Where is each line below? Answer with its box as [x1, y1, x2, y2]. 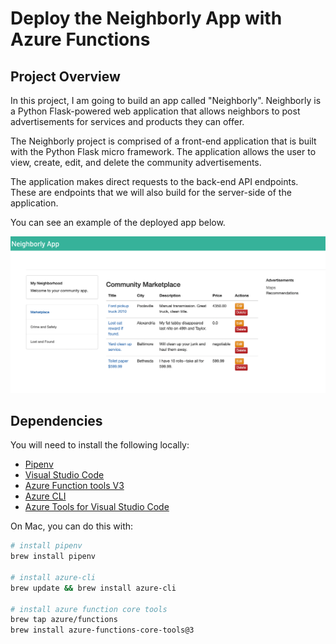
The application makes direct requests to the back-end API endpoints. [10, 176, 299, 187]
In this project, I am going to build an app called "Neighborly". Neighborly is [10, 95, 322, 106]
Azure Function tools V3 [24, 480, 125, 492]
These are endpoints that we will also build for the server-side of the [10, 187, 292, 198]
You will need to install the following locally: [10, 439, 190, 451]
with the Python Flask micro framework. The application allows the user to [10, 146, 317, 157]
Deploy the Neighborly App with [10, 7, 283, 30]
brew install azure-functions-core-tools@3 [10, 625, 195, 636]
